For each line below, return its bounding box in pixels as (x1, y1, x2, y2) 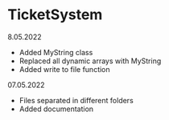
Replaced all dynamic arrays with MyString (19, 56, 162, 66)
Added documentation (19, 104, 94, 114)
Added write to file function (19, 64, 110, 74)
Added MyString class (19, 47, 93, 57)
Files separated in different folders (19, 95, 134, 105)
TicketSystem (7, 6, 103, 24)
